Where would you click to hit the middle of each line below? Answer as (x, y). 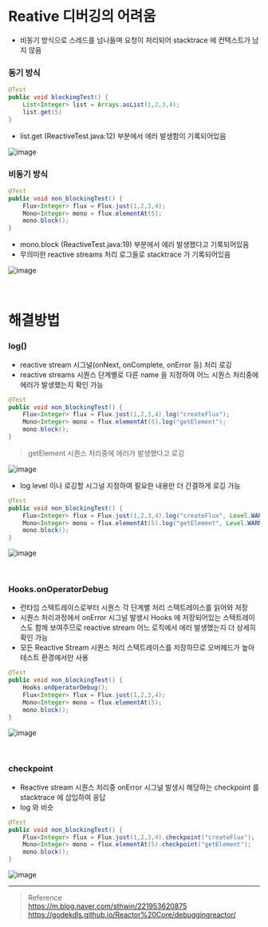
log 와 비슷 (37, 807)
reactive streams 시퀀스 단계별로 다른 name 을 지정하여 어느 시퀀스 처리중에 (139, 374)
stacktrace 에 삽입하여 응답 (63, 797)
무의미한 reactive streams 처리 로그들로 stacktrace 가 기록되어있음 (125, 255)
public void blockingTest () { (59, 97)
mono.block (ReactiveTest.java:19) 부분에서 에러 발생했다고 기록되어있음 (134, 245)
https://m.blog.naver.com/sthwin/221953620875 (107, 906)
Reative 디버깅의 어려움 (82, 16)
